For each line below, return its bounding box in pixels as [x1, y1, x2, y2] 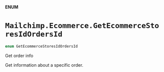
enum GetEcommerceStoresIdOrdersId [5, 44, 78, 49]
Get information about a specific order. [5, 62, 83, 68]
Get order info [5, 53, 33, 58]
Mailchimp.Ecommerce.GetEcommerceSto [5, 21, 160, 31]
